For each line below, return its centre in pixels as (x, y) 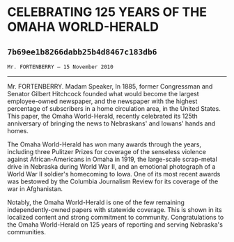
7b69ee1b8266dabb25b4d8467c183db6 (82, 52)
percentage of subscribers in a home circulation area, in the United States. (114, 108)
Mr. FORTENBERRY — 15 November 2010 (60, 67)
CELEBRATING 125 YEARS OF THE (107, 12)
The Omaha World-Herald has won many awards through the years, (104, 144)
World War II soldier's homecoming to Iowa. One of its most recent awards (114, 174)
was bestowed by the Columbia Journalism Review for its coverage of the (113, 181)
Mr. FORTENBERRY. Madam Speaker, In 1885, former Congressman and (110, 86)
